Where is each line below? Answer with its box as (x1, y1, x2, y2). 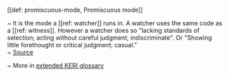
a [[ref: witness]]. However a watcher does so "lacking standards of (7, 27, 200, 34)
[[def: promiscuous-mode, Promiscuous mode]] (7, 6, 143, 14)
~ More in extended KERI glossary (7, 62, 104, 69)
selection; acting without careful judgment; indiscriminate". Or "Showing (7, 34, 212, 42)
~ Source (7, 48, 34, 56)
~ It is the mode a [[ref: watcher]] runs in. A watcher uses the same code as (7, 19, 223, 27)
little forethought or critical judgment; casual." (7, 41, 137, 49)
